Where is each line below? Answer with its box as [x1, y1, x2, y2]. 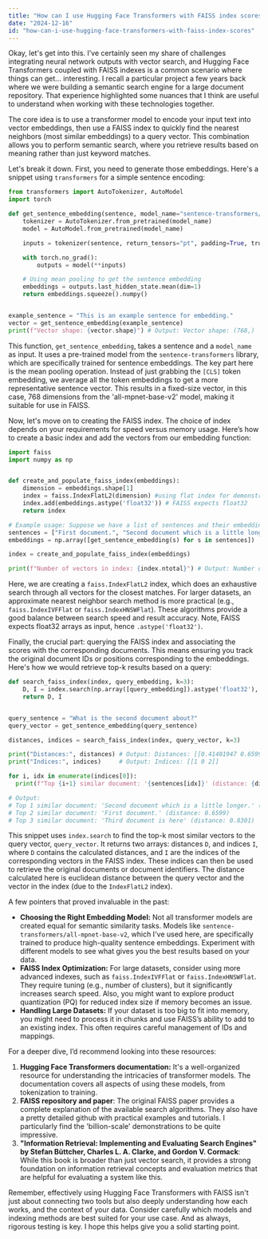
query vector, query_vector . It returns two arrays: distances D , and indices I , [8, 839, 258, 849]
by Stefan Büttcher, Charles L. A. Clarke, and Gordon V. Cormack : [19, 1147, 241, 1157]
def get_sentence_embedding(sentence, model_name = [8, 210, 180, 218]
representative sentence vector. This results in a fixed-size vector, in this [8, 383, 247, 393]
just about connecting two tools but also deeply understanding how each [8, 1197, 249, 1206]
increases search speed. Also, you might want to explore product [19, 989, 235, 999]
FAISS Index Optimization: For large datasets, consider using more [19, 964, 241, 973]
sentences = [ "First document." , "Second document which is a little [8, 528, 245, 536]
